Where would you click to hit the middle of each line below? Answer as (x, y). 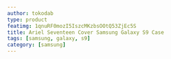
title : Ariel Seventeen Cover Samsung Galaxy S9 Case (86, 32)
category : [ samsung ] (37, 45)
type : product (27, 20)
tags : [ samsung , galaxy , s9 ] (49, 39)
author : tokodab (30, 13)
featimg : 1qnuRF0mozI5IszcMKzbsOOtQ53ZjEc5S (72, 26)
